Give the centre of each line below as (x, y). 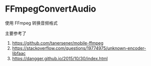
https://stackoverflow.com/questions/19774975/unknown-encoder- (79, 48)
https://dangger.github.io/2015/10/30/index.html (60, 58)
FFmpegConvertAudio (51, 9)
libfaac (19, 53)
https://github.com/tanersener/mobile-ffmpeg (58, 43)
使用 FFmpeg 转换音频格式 (31, 23)
